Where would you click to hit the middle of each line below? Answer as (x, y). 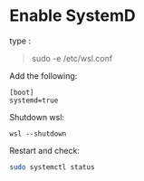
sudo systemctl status (52, 167)
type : (20, 41)
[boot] (22, 92)
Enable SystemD (72, 16)
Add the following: (43, 76)
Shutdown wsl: (37, 117)
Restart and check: (44, 150)
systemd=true (34, 100)
